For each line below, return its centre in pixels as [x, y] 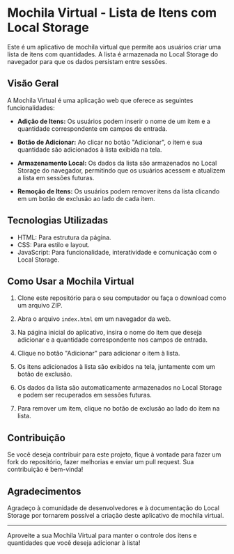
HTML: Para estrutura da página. [64, 237]
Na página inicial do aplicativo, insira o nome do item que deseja [109, 333]
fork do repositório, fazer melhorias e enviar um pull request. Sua [101, 462]
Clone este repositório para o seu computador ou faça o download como [122, 298]
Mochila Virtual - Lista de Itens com [112, 13]
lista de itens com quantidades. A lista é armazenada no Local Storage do [112, 54]
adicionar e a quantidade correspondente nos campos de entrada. [112, 340]
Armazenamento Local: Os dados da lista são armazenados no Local [117, 163]
